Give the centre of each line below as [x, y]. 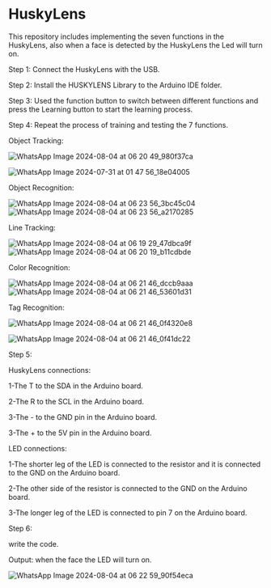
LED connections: [38, 448]
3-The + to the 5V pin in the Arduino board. [80, 433]
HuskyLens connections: [50, 370]
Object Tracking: [36, 140]
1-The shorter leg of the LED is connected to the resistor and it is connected [135, 464]
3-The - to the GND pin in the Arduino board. [83, 417]
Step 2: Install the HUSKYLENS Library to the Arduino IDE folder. [115, 85]
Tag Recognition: [36, 307]
